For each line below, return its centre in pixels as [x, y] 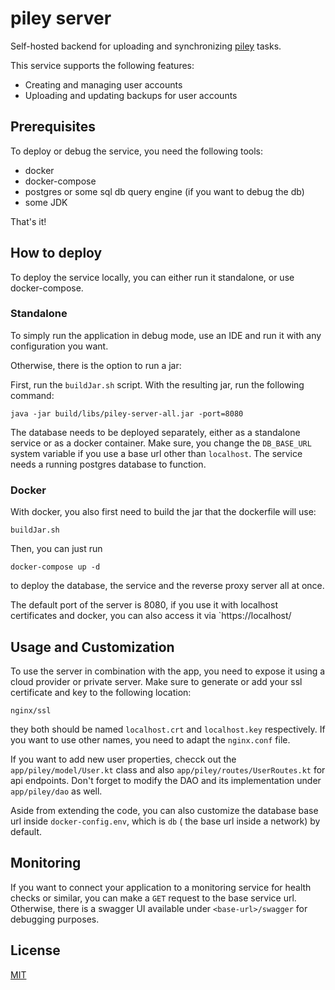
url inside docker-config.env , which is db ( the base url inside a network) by [165, 821]
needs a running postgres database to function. [108, 464]
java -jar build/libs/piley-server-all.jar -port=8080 [127, 413]
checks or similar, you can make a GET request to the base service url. [153, 898]
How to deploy [56, 253]
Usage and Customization [92, 647]
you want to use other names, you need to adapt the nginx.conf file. [150, 739]
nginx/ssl [31, 710]
